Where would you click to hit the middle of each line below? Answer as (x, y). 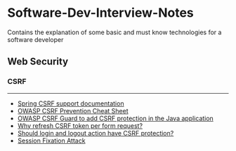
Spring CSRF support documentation (71, 103)
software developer (35, 39)
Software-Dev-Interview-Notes (101, 13)
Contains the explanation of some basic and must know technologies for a (114, 32)
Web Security (38, 62)
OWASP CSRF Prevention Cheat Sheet (73, 110)
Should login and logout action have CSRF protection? (96, 133)
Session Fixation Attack (51, 141)
